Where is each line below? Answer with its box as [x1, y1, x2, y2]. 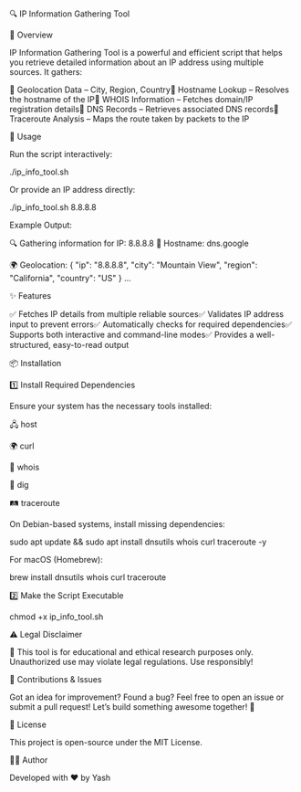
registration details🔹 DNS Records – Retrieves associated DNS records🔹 [9, 104, 280, 114]
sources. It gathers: [9, 67, 83, 77]
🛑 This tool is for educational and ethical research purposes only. [9, 647, 254, 657]
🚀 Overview [9, 29, 53, 40]
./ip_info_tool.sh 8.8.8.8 [9, 202, 98, 213]
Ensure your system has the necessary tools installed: [9, 401, 213, 411]
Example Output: [9, 219, 73, 230]
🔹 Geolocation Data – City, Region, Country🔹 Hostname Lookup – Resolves [9, 84, 290, 95]
